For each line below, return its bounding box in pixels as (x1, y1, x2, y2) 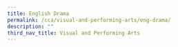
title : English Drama (7, 10, 70, 17)
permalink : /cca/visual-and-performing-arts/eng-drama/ (7, 17, 171, 23)
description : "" (7, 23, 54, 30)
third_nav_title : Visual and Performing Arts (7, 29, 140, 37)
